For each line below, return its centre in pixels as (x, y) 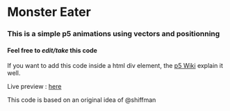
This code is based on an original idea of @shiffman (82, 100)
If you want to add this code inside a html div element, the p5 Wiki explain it (115, 66)
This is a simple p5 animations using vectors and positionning (114, 34)
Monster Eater (49, 12)
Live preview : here (34, 87)
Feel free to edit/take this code (52, 50)
